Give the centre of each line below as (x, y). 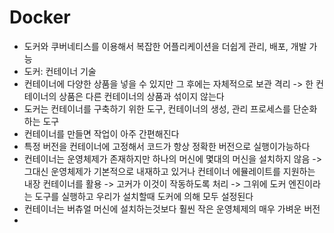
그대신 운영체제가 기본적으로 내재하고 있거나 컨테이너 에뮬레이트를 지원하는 (169, 171)
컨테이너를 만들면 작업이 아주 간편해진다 (101, 133)
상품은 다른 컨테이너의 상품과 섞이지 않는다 (141, 96)
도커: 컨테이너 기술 (60, 71)
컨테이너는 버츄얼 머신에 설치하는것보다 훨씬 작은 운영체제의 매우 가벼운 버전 (172, 208)
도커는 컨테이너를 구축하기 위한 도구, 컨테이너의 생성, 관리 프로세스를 (157, 108)
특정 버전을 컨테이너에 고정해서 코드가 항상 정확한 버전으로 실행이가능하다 (167, 146)
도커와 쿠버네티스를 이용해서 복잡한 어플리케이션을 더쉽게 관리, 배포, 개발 (165, 46)
